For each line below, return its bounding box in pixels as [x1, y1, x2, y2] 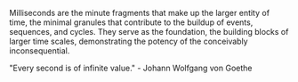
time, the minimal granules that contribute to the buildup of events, [9, 17, 254, 28]
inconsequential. [9, 45, 70, 56]
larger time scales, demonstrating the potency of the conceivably [9, 36, 248, 46]
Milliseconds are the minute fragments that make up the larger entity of [9, 8, 270, 18]
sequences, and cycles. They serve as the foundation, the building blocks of [9, 27, 289, 37]
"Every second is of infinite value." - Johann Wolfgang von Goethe [9, 62, 253, 73]
